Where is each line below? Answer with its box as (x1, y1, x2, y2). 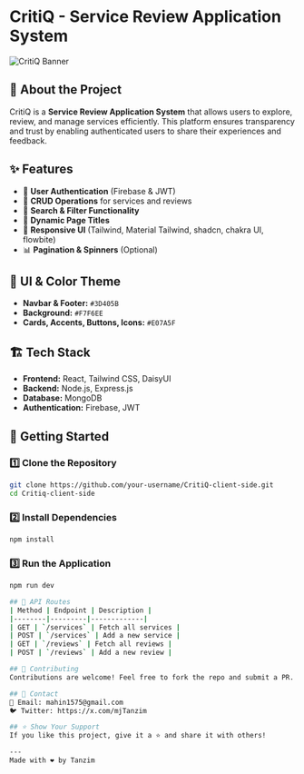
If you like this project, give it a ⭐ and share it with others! (9, 731, 267, 740)
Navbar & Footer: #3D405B (22, 298, 120, 309)
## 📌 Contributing (9, 665, 79, 674)
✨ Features (9, 162, 74, 177)
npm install (9, 534, 54, 544)
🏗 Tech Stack (9, 344, 91, 360)
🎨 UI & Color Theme (9, 273, 121, 289)
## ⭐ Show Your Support (9, 722, 100, 732)
